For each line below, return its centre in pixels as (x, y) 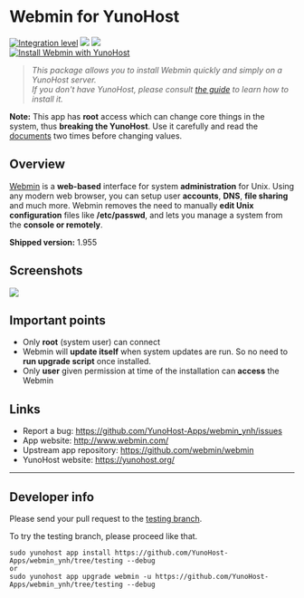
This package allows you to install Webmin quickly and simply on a (157, 70)
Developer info (52, 497)
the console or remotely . (56, 225)
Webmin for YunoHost (95, 17)
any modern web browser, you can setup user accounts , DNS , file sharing (149, 196)
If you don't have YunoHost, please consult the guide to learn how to (160, 89)
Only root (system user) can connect (91, 342)
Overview (38, 164)
